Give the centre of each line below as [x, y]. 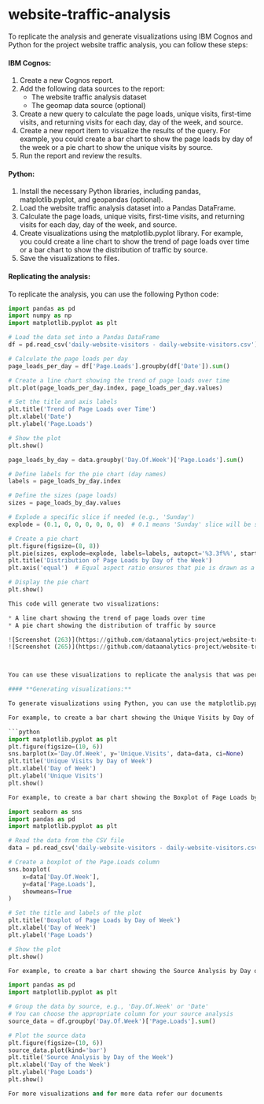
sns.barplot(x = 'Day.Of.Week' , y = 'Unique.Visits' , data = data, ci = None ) [126, 754]
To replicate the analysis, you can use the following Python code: [114, 294]
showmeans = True [47, 891]
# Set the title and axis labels [63, 402]
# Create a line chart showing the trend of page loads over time [119, 380]
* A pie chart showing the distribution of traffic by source [112, 625]
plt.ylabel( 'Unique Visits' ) [56, 776]
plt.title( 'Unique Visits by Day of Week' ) [81, 761]
